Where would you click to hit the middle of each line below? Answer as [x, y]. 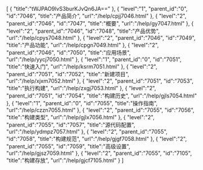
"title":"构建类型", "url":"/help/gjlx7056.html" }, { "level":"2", [80, 117]
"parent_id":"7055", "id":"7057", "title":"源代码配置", [71, 125]
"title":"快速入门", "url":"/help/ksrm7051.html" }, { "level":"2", [82, 67]
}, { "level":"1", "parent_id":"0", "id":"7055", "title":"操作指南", [82, 103]
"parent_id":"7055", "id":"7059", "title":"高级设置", [68, 146]
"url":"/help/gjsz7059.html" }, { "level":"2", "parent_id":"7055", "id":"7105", [99, 153]
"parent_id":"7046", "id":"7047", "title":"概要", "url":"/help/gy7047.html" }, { [100, 23]
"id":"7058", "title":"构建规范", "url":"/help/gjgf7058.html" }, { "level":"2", [97, 139]
